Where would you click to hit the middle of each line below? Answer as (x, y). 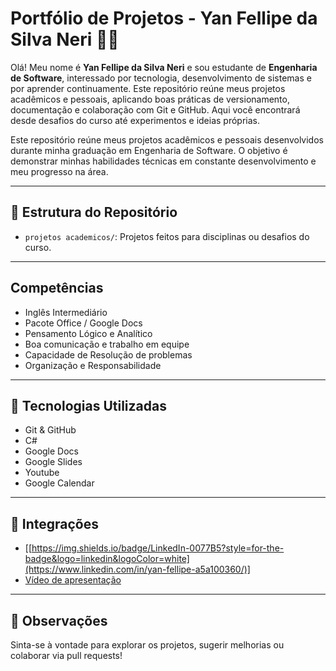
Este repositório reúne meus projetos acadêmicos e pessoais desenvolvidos (167, 139)
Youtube (42, 473)
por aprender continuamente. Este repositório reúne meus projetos (148, 88)
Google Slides (53, 462)
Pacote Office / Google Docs (83, 323)
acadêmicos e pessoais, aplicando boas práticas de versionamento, (150, 99)
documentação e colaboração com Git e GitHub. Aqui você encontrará (155, 109)
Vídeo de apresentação (73, 580)
